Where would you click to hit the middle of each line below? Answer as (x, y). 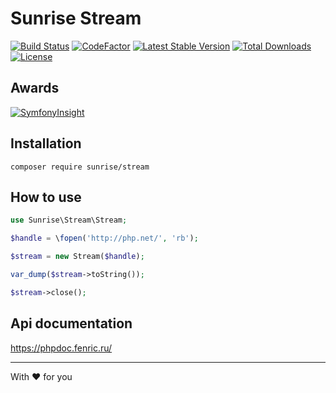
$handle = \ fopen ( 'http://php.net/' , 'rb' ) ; (104, 238)
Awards (35, 88)
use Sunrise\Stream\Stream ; (69, 220)
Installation (46, 143)
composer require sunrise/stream (80, 167)
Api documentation (71, 323)
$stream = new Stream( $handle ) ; (77, 257)
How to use (46, 197)
